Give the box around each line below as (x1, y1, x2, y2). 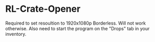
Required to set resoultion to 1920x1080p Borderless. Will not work (5, 20, 146, 26)
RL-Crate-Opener (5, 3, 81, 15)
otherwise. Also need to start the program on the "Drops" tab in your (5, 25, 150, 31)
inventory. (5, 31, 27, 37)
